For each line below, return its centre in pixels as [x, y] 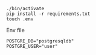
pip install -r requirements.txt [48, 14]
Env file [16, 30]
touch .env [20, 19]
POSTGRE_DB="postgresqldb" [40, 41]
